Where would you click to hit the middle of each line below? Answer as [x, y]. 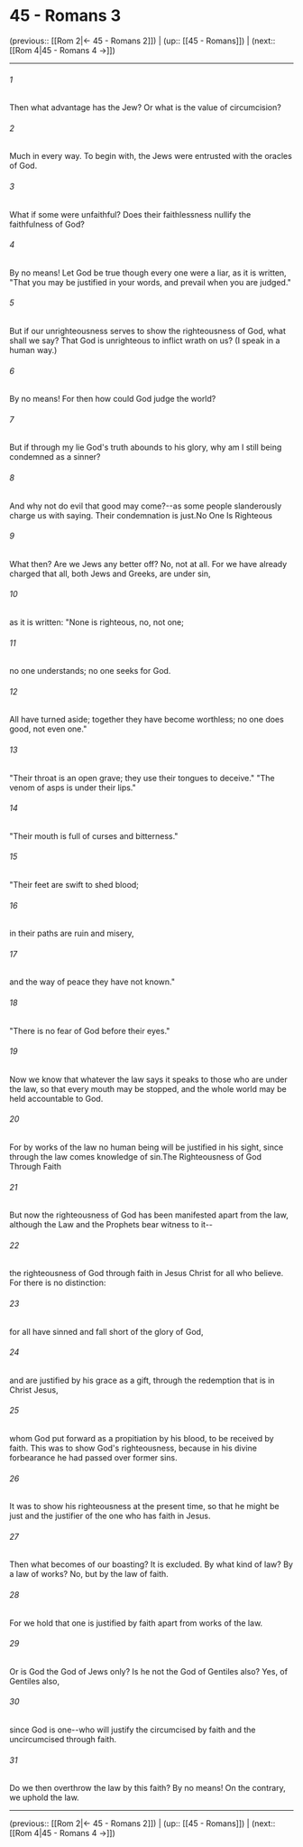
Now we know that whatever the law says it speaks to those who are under [149, 1079]
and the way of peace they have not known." [92, 982]
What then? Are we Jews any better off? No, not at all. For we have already [148, 564]
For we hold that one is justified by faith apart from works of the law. [136, 1623]
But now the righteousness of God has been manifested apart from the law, [149, 1215]
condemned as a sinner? [55, 457]
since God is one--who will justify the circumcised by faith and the [133, 1730]
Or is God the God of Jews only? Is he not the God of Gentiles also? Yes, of [149, 1671]
